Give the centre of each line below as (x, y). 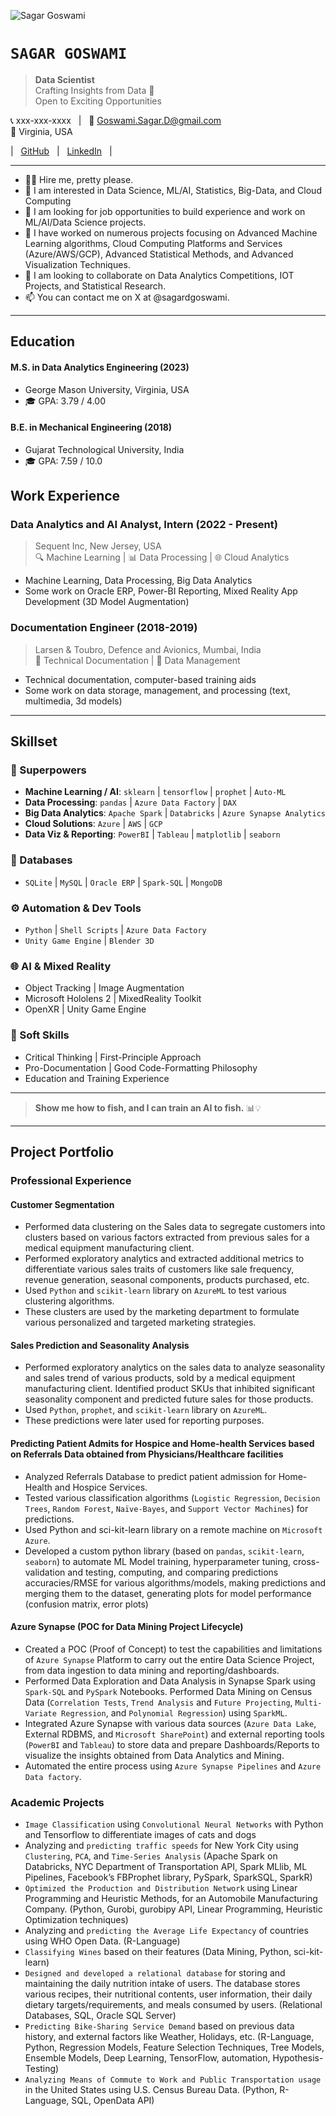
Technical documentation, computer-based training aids (140, 679)
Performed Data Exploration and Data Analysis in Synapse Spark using (170, 1681)
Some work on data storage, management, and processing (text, (157, 690)
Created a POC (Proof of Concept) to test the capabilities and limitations (173, 1649)
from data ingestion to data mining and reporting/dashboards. (152, 1670)
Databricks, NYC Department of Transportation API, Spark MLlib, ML (166, 1867)
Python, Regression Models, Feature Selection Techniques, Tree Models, (174, 2047)
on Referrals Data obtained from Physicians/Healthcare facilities (147, 1454)
